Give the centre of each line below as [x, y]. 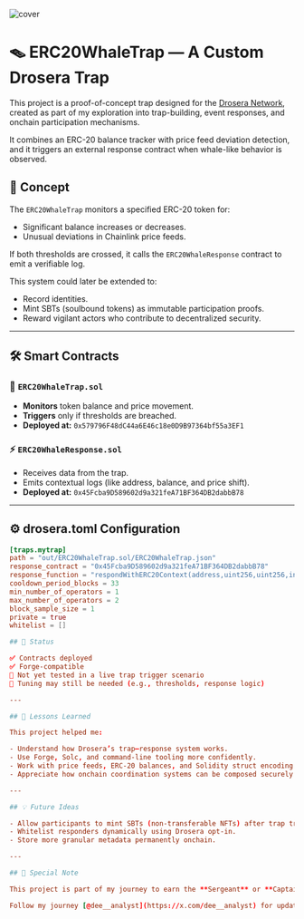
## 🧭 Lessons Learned [50, 716]
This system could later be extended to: [83, 281]
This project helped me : [56, 733]
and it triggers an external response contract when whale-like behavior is [146, 149]
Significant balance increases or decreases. [104, 227]
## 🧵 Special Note [44, 873]
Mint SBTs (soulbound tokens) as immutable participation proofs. [143, 308]
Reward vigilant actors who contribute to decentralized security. [142, 318]
